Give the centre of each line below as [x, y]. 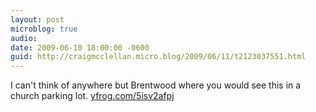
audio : [24, 38]
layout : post [37, 19]
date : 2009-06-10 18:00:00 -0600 [80, 47]
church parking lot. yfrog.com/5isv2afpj [92, 96]
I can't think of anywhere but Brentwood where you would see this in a [156, 85]
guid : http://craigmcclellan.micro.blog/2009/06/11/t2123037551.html [158, 57]
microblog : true [44, 29]
